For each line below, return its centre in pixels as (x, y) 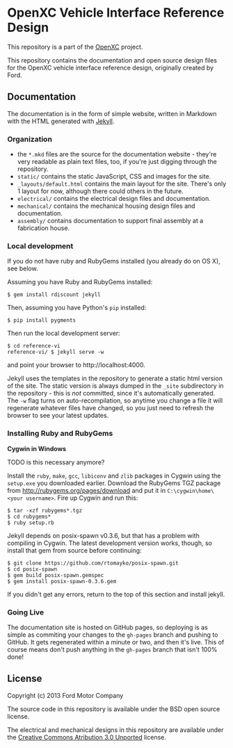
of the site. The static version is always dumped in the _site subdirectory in (115, 386)
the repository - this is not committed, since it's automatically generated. (111, 393)
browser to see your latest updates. (58, 416)
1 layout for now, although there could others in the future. (101, 191)
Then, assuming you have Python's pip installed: (77, 308)
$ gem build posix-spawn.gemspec (56, 575)
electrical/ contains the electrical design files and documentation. (114, 199)
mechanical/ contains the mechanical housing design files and (106, 206)
